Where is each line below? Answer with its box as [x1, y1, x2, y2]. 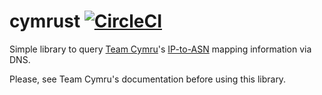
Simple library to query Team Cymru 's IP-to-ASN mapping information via [9, 43, 312, 55]
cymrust [9, 10, 81, 33]
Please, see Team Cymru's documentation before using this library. [9, 73, 287, 85]
